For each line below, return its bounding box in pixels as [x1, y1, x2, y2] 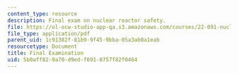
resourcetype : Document [7, 43, 78, 50]
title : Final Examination [7, 50, 84, 57]
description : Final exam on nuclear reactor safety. [7, 17, 166, 24]
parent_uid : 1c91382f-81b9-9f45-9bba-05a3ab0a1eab [7, 37, 160, 44]
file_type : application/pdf [7, 30, 91, 37]
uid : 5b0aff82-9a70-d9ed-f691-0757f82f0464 [7, 56, 138, 63]
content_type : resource [7, 10, 78, 18]
